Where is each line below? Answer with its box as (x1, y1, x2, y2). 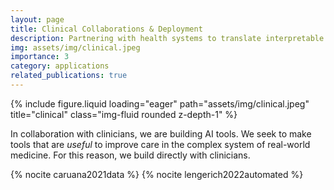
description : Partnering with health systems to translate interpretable (10, 33, 325, 43)
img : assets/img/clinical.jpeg (10, 42, 141, 53)
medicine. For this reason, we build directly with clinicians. (10, 149, 251, 161)
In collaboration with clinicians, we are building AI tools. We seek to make (10, 127, 312, 140)
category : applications (10, 61, 110, 71)
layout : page (10, 14, 65, 25)
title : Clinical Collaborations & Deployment (10, 24, 203, 34)
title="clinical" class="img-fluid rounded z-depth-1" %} (10, 108, 238, 120)
